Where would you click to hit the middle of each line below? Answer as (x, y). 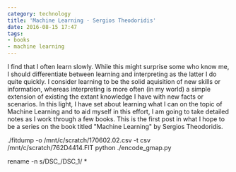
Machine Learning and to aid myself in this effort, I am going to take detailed (118, 111)
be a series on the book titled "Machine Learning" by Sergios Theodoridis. (116, 127)
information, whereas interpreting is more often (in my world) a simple (109, 89)
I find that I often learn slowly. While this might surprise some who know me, (118, 67)
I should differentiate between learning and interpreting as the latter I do (112, 74)
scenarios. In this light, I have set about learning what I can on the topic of (115, 104)
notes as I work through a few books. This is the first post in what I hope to (116, 119)
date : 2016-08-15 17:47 (42, 27)
